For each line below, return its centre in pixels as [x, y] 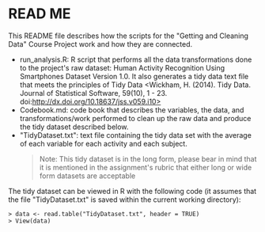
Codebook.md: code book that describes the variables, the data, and [132, 110]
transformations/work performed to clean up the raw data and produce [135, 118]
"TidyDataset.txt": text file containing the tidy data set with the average [135, 135]
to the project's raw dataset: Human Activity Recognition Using [122, 67]
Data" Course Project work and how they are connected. [100, 44]
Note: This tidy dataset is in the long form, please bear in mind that [148, 158]
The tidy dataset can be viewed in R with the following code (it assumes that [132, 191]
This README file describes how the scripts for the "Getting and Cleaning [129, 36]
